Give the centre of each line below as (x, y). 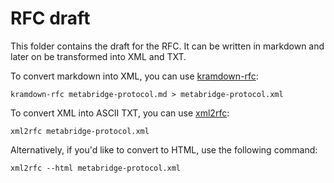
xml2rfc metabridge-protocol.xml (80, 131)
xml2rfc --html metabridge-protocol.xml (96, 168)
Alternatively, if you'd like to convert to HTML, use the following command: (164, 149)
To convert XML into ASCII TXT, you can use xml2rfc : (120, 113)
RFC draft (50, 18)
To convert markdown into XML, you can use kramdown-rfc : (134, 76)
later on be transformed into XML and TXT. (98, 56)
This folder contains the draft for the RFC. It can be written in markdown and (167, 46)
